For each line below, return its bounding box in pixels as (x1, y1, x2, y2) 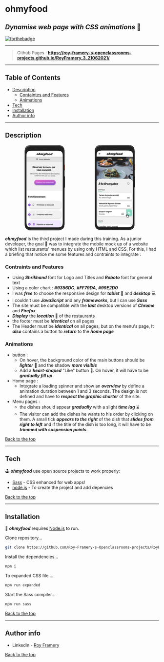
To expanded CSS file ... (5, 573, 54, 579)
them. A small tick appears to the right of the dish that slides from (19, 416, 154, 422)
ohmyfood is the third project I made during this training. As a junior (5, 236, 142, 242)
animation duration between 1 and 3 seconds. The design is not (19, 388, 147, 394)
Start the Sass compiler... (5, 591, 56, 597)
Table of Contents (5, 74, 61, 82)
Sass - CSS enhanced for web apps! (12, 479, 85, 485)
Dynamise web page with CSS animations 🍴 (5, 23, 142, 31)
